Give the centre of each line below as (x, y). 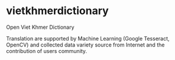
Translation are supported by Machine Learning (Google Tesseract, (88, 38)
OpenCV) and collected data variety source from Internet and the (85, 45)
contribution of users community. (47, 51)
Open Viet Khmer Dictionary (40, 27)
